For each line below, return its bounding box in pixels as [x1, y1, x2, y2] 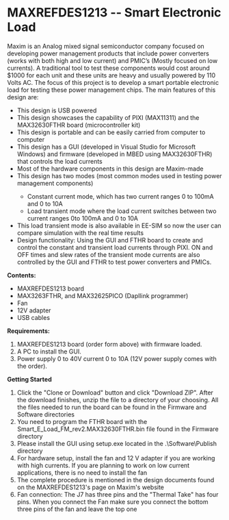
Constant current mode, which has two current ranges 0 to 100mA [27, 192, 214, 200]
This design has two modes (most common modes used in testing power [16, 171, 222, 179]
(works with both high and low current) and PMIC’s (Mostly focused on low [7, 56, 218, 64]
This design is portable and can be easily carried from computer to [16, 128, 206, 136]
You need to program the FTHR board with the [16, 417, 148, 425]
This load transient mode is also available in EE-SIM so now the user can [16, 221, 221, 230]
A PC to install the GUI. [16, 347, 82, 356]
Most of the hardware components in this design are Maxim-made [16, 164, 204, 173]
